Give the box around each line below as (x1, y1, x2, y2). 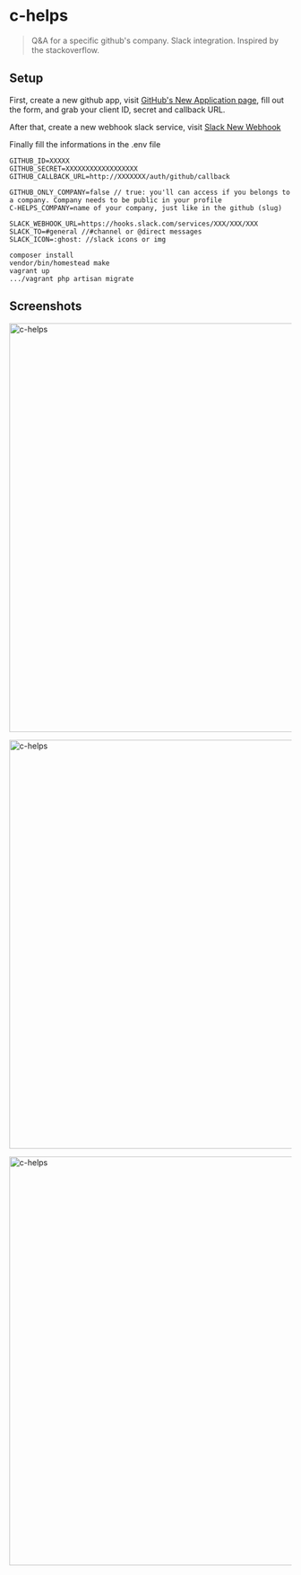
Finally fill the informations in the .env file (9, 138, 161, 149)
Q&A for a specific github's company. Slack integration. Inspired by (30, 35, 279, 46)
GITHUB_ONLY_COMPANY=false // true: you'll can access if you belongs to (9, 188, 291, 197)
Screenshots (9, 298, 82, 314)
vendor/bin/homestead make (9, 258, 110, 268)
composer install (9, 251, 74, 260)
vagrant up (9, 266, 50, 275)
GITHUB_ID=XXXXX (9, 156, 70, 165)
